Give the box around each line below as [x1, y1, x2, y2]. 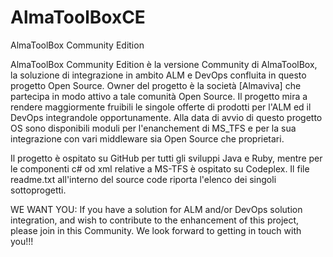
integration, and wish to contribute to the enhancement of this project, [10, 214, 300, 226]
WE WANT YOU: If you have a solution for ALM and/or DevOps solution [10, 203, 303, 215]
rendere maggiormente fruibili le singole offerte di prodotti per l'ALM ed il [10, 101, 312, 113]
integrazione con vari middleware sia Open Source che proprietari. [10, 132, 285, 145]
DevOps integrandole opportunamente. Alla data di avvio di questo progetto [10, 111, 323, 123]
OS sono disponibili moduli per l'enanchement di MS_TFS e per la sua [10, 122, 297, 134]
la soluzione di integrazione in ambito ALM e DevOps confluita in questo [10, 69, 307, 81]
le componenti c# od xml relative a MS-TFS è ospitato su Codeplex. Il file [10, 162, 310, 175]
